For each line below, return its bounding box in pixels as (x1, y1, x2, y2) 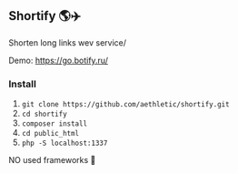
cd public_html (21, 129, 80, 138)
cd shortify (21, 109, 67, 119)
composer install (21, 119, 88, 128)
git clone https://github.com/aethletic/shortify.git (21, 100, 230, 109)
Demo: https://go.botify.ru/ (8, 55, 108, 66)
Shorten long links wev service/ (8, 36, 127, 48)
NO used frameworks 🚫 (8, 155, 96, 166)
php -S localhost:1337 (21, 138, 108, 148)
